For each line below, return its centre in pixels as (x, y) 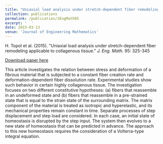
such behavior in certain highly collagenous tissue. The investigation (73, 85)
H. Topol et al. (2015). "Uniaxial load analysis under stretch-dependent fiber (81, 46)
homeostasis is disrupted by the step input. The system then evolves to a (78, 121)
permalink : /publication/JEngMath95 (42, 18)
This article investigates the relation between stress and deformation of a (78, 70)
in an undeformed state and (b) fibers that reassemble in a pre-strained (76, 95)
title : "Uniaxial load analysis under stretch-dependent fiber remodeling (82, 9)
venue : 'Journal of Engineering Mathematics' (52, 32)
